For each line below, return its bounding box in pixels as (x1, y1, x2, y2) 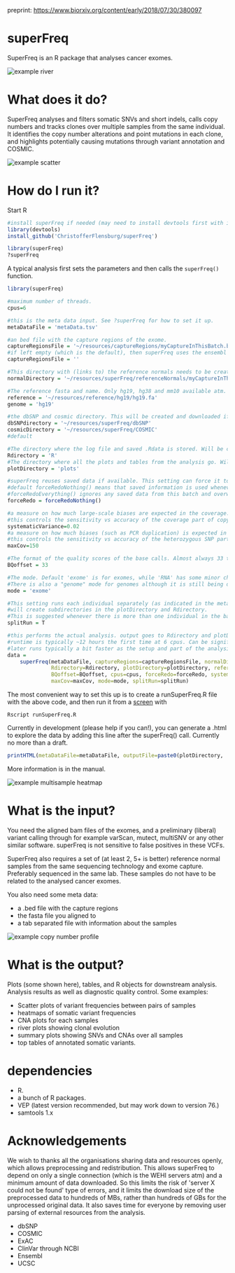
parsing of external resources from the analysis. (7, 1208, 145, 1216)
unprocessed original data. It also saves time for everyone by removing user (7, 1201, 227, 1209)
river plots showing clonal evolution (17, 1023, 120, 1032)
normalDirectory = (7, 375, 61, 382)
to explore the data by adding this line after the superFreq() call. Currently (7, 731, 220, 740)
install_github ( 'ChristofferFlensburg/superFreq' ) (7, 233, 158, 240)
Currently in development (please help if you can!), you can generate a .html (7, 724, 227, 732)
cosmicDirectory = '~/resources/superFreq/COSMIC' (7, 427, 158, 434)
